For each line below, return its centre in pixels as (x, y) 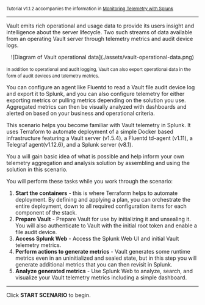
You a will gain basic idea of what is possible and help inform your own (95, 156)
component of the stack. (46, 212)
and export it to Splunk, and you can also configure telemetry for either (95, 94)
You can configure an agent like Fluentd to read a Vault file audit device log (101, 87)
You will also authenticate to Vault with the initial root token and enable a (106, 226)
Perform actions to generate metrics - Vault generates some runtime (103, 252)
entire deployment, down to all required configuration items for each (101, 206)
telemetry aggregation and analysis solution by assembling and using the (98, 163)
